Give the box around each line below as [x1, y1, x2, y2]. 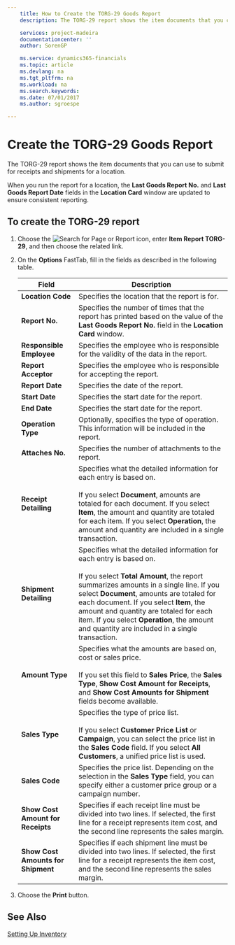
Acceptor [20, 369, 53, 378]
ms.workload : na [20, 81, 68, 88]
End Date [20, 403, 52, 413]
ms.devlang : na [20, 68, 64, 75]
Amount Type [20, 669, 68, 679]
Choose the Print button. [17, 890, 90, 899]
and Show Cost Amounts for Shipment [78, 687, 209, 697]
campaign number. [78, 788, 141, 798]
